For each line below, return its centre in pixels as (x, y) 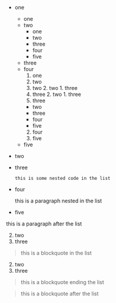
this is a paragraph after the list (44, 224)
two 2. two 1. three (55, 88)
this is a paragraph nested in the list (58, 201)
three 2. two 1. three (57, 94)
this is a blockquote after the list (59, 294)
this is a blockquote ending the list (62, 282)
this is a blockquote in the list (56, 253)
